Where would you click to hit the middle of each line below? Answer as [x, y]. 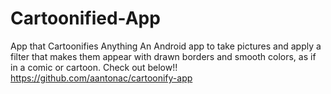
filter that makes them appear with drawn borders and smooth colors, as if [163, 56]
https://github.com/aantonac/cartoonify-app [101, 78]
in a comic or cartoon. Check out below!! [94, 67]
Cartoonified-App [85, 18]
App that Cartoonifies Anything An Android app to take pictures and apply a [166, 46]
